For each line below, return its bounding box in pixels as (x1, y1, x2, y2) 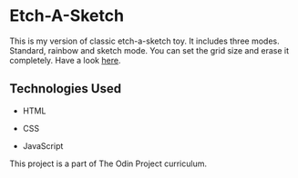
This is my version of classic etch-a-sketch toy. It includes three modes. (9, 35, 280, 46)
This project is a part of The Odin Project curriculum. (9, 158, 208, 169)
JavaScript (22, 140, 64, 151)
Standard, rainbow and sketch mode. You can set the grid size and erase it (9, 44, 290, 55)
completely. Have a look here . (9, 54, 121, 65)
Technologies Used (9, 81, 121, 96)
